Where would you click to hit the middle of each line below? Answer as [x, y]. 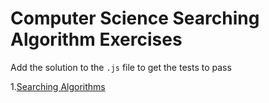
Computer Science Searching [135, 18]
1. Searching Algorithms [58, 86]
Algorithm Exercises [96, 39]
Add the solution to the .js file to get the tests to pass [121, 67]
